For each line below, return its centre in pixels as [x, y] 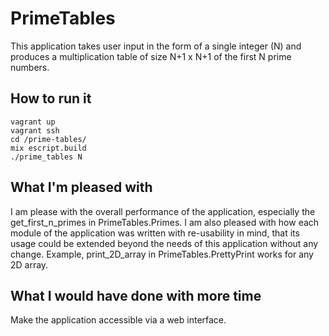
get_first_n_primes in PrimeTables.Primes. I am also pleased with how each [165, 222]
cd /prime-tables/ [48, 139]
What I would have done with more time [136, 295]
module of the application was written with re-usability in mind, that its [155, 233]
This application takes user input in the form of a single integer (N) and [156, 46]
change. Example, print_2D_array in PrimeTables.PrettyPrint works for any [162, 254]
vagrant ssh [35, 130]
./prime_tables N [46, 157]
